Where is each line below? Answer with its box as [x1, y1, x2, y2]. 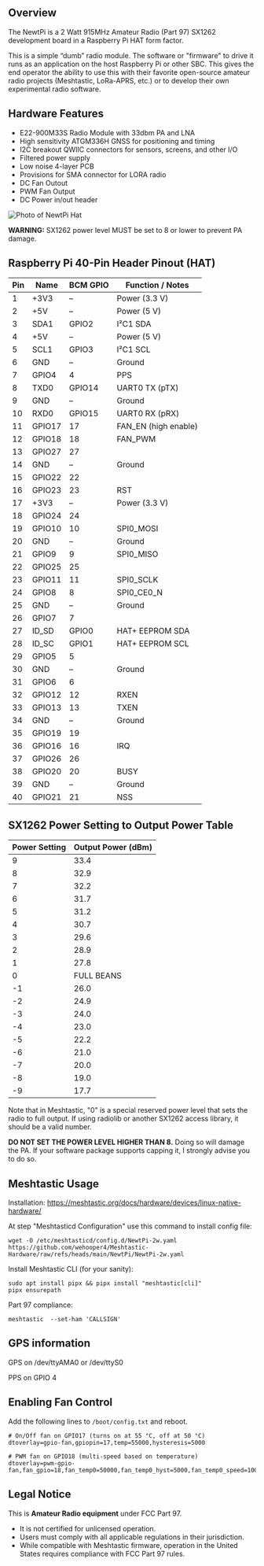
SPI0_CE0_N [116, 587, 163, 598]
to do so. [8, 1154, 37, 1164]
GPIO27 [31, 446, 62, 457]
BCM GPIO [69, 279, 109, 290]
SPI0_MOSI [116, 523, 159, 534]
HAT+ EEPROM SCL [116, 638, 190, 649]
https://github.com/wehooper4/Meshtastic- [8, 1243, 149, 1252]
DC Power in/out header [19, 194, 98, 204]
